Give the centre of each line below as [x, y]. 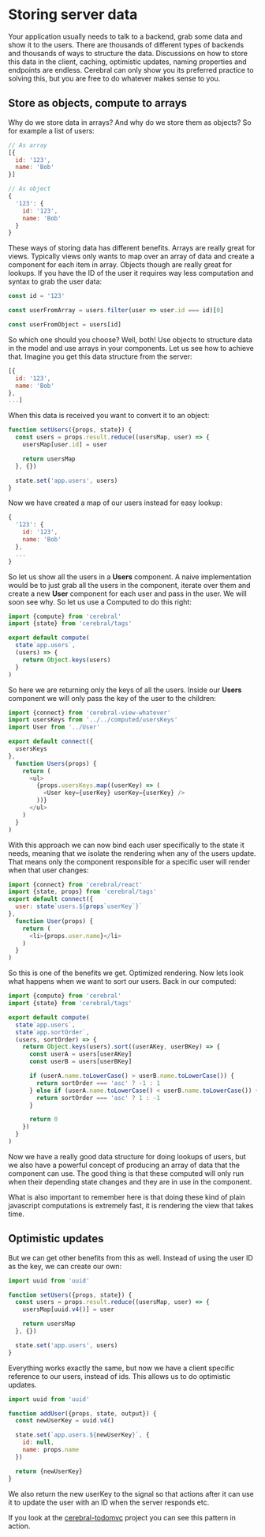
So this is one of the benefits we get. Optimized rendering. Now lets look [126, 973]
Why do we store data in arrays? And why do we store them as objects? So [130, 122]
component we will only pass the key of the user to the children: [112, 698]
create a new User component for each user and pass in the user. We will [127, 593]
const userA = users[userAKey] [80, 1054]
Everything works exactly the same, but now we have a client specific [121, 1368]
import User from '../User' [54, 727]
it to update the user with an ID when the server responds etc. [109, 1502]
